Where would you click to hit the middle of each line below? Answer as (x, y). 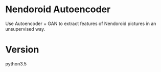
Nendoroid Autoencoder (58, 9)
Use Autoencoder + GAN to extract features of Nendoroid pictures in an (81, 23)
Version (22, 50)
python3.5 (16, 64)
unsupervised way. (25, 29)
